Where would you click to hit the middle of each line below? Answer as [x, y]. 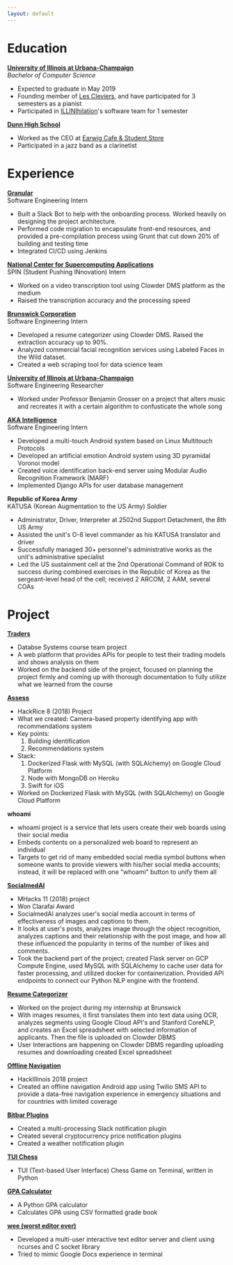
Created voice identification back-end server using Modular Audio [112, 470]
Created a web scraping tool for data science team [90, 364]
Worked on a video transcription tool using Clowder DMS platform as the [121, 285]
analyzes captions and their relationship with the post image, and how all [121, 936]
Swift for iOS [46, 785]
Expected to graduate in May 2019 [66, 89]
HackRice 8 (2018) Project [55, 711]
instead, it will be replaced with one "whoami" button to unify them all [117, 872]
